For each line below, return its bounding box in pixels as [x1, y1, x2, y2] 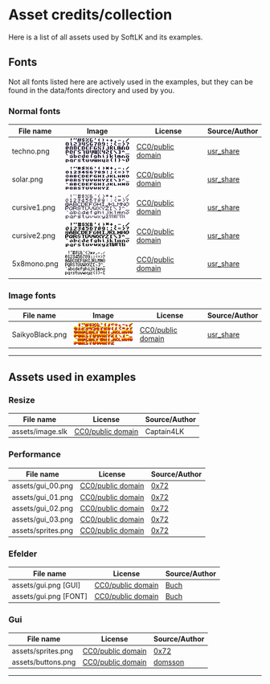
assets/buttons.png [11, 657, 76, 666]
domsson [153, 657, 185, 666]
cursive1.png [11, 203, 56, 212]
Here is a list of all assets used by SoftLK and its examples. [8, 32, 203, 42]
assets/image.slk [11, 426, 68, 436]
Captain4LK [145, 426, 185, 436]
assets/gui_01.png [11, 492, 74, 502]
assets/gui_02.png [11, 503, 74, 513]
